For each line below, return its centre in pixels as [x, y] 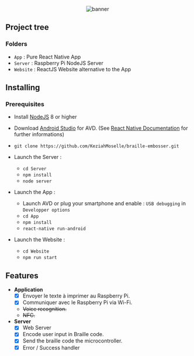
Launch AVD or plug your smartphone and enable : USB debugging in [104, 203]
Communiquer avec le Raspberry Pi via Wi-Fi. [77, 303]
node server [37, 181]
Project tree [27, 27]
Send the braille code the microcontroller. [72, 341]
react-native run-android [54, 229]
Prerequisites [25, 104]
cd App [31, 216]
